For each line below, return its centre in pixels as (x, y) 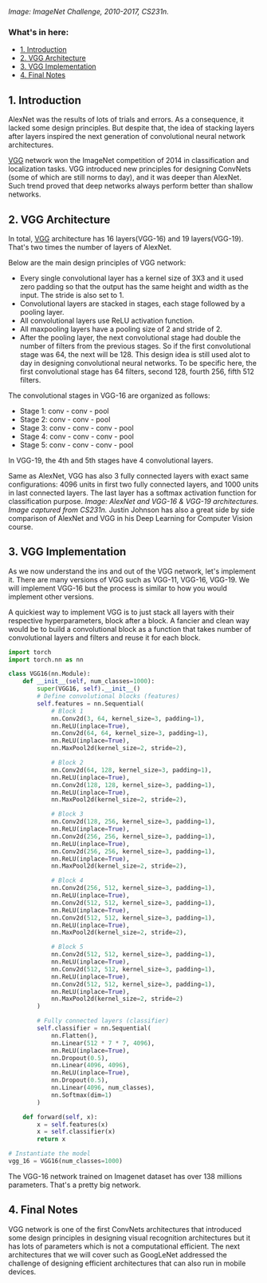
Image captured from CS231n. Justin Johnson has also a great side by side (132, 510)
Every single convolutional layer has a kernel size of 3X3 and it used (132, 278)
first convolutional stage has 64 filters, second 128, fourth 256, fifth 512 (137, 371)
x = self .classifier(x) (76, 1132)
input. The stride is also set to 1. (72, 295)
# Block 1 (67, 711)
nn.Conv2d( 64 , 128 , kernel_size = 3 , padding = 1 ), (132, 770)
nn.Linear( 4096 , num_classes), (103, 1088)
